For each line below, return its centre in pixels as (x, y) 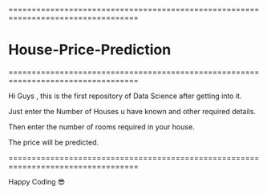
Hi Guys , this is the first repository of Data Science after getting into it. (125, 96)
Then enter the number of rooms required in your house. (101, 127)
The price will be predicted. (54, 142)
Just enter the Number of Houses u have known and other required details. (132, 111)
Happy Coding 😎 (37, 181)
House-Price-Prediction (90, 50)
